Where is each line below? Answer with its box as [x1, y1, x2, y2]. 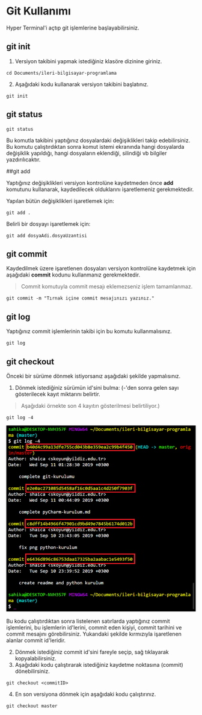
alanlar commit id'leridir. [6, 637, 66, 644]
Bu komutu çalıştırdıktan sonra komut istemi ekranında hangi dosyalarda [6, 143, 185, 150]
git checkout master [6, 703, 58, 709]
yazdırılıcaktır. [6, 155, 41, 163]
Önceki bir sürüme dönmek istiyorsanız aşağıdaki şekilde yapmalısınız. [6, 372, 181, 379]
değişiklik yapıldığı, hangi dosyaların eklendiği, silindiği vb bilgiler [6, 149, 167, 157]
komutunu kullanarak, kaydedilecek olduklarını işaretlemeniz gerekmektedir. [6, 186, 194, 193]
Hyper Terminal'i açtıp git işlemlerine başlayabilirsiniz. [6, 24, 139, 31]
